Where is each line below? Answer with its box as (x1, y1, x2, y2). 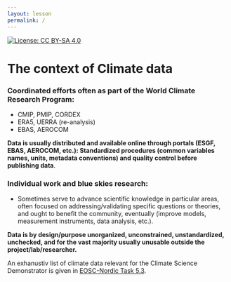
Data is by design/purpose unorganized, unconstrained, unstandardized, (7, 231, 225, 239)
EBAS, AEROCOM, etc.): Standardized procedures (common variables (7, 146, 216, 154)
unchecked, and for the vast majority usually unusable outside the (7, 238, 205, 246)
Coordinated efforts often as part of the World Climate (7, 86, 196, 95)
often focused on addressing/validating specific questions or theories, (17, 202, 221, 210)
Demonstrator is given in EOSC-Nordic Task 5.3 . (7, 267, 147, 275)
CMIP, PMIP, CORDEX (17, 110, 81, 119)
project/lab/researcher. (7, 246, 77, 254)
